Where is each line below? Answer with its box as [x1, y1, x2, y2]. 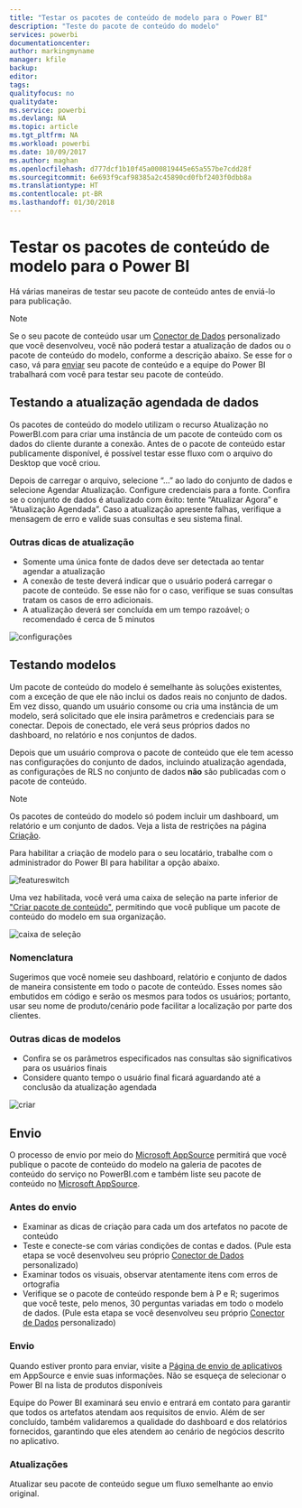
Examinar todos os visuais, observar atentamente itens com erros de [22, 1270, 278, 1280]
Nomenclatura [9, 951, 74, 963]
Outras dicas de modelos [9, 1032, 122, 1045]
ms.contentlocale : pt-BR [9, 190, 103, 199]
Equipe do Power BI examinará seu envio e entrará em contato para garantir [9, 1397, 291, 1408]
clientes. [9, 1010, 41, 1021]
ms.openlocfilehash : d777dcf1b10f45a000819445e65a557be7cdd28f [9, 164, 252, 173]
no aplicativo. [9, 1435, 59, 1446]
